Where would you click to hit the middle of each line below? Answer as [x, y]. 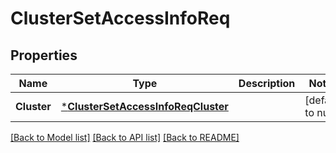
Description [267, 83]
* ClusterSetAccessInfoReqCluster [144, 106]
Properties [44, 55]
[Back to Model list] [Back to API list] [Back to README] [125, 137]
